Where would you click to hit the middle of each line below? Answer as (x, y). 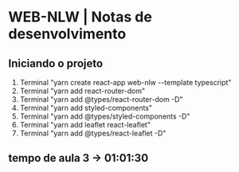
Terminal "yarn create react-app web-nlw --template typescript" (125, 82)
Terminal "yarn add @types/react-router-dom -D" (101, 99)
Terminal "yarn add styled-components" (86, 108)
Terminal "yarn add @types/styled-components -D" (105, 116)
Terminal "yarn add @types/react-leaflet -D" (93, 133)
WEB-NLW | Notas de (80, 17)
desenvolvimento (67, 34)
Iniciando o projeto (56, 63)
